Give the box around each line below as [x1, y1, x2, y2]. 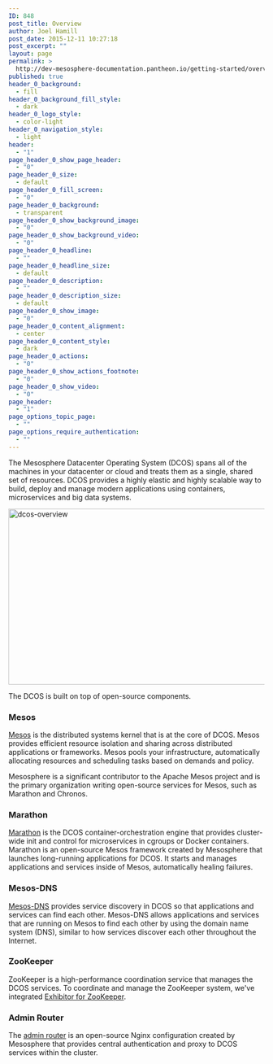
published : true [8, 72, 63, 81]
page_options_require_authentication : [8, 428, 140, 436]
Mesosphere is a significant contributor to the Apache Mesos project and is [8, 771, 261, 781]
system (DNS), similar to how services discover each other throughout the [8, 927, 257, 936]
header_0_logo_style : [8, 111, 82, 119]
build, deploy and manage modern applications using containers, [8, 483, 226, 493]
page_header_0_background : [8, 201, 100, 209]
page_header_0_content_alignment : [8, 322, 126, 330]
